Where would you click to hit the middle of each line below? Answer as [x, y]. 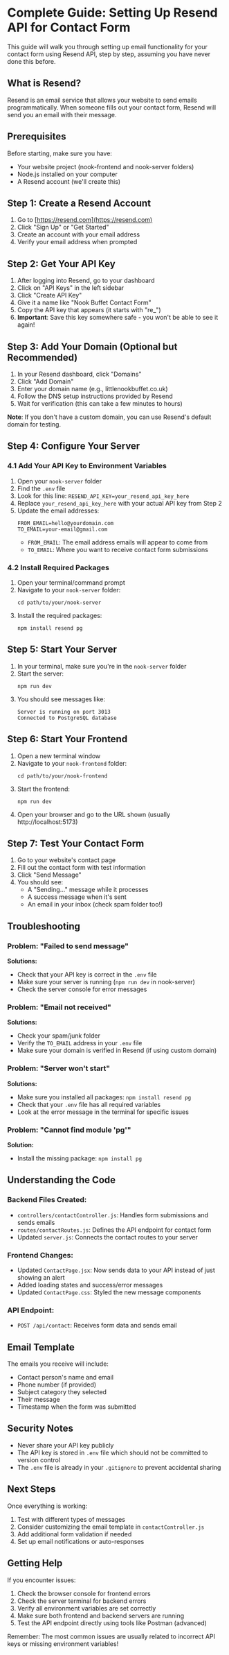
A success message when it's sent [77, 897]
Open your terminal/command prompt [71, 582]
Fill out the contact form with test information [82, 868]
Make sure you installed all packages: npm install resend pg [104, 1097]
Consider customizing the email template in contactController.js [111, 1527]
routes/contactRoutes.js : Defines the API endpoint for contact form [114, 1230]
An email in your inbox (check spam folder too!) [95, 904]
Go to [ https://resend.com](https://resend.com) [85, 220]
